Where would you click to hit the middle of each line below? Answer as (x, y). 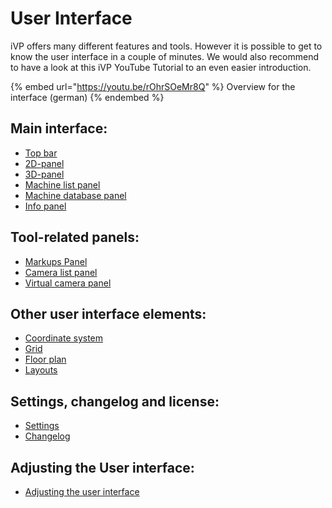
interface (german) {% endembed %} (87, 97)
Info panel (45, 206)
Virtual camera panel (68, 283)
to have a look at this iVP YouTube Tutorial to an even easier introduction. (161, 67)
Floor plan (45, 359)
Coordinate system (64, 338)
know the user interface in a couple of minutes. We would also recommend (165, 56)
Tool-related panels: (75, 237)
